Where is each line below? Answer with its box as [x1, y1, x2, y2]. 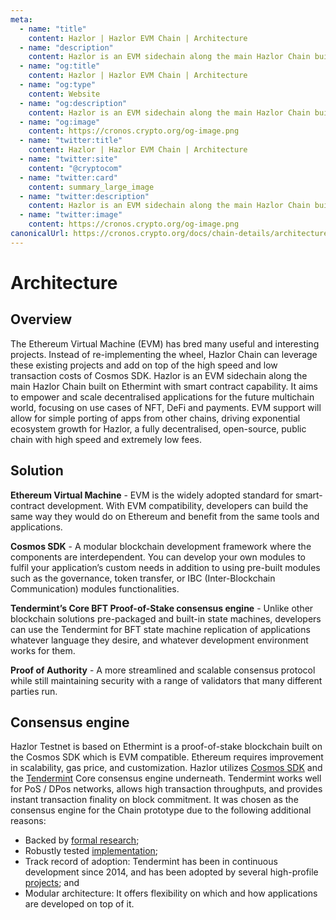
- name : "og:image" [19, 117, 101, 127]
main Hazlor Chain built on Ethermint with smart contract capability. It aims [10, 380, 318, 392]
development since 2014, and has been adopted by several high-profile [24, 866, 319, 878]
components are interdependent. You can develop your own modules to [10, 551, 306, 563]
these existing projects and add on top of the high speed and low [10, 359, 278, 371]
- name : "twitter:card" [19, 172, 118, 183]
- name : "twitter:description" [19, 191, 150, 201]
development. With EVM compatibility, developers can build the [46, 499, 309, 511]
